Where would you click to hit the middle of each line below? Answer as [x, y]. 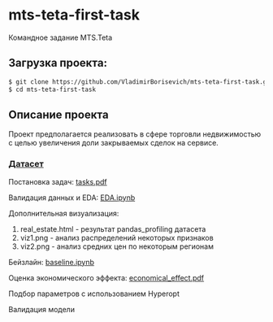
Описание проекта [58, 114]
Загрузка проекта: [58, 63]
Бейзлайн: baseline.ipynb [52, 262]
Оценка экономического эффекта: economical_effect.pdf [106, 277]
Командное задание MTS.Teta [61, 37]
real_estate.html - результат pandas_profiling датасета [113, 228]
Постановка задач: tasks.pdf [58, 181]
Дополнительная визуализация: [64, 213]
